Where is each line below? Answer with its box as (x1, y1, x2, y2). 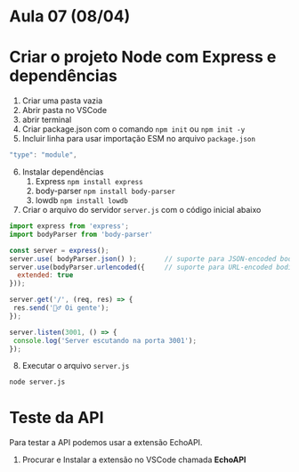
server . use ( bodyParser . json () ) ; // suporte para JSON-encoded (9, 254, 277, 264)
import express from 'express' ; (9, 222, 129, 231)
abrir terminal (21, 114, 72, 126)
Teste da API (9, 408, 104, 428)
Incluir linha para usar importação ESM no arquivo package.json (21, 134, 256, 144)
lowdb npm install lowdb (35, 195, 129, 206)
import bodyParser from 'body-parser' (9, 230, 153, 239)
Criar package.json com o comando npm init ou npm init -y (21, 124, 246, 134)
